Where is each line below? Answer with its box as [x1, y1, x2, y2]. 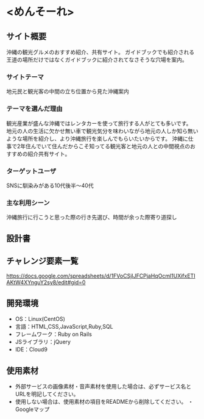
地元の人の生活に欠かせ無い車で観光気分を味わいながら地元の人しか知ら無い [6, 127, 199, 134]
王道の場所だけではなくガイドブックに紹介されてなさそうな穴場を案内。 [6, 56, 188, 63]
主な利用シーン [6, 198, 50, 207]
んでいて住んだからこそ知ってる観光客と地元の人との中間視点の [30, 142, 191, 149]
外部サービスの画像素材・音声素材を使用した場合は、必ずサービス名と [15, 383, 192, 390]
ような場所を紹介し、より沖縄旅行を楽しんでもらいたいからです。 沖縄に [6, 135, 189, 142]
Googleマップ [15, 406, 50, 413]
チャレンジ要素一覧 [6, 256, 79, 266]
